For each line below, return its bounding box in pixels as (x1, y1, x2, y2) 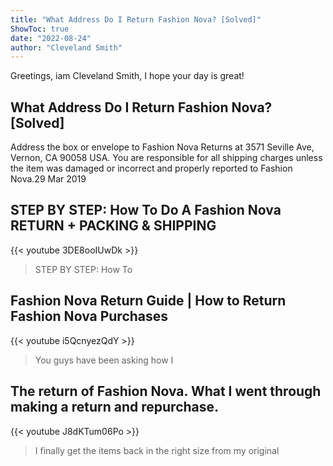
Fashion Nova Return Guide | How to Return (10, 292, 287, 310)
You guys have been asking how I (34, 354, 174, 366)
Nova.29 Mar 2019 (10, 173, 87, 185)
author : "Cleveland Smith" (10, 42, 123, 53)
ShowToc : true (10, 24, 70, 34)
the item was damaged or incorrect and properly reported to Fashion (10, 162, 293, 175)
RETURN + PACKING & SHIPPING (10, 217, 217, 235)
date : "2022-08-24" (10, 33, 92, 43)
